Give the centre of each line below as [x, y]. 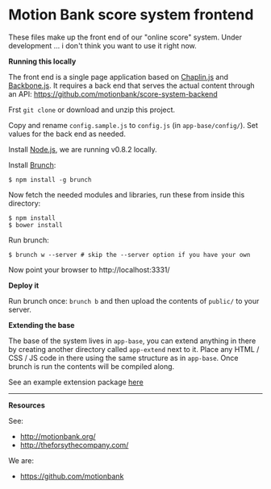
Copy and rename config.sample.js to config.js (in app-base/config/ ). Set [133, 125]
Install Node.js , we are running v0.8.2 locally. [83, 149]
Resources [27, 405]
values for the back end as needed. [67, 134]
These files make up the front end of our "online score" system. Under [125, 37]
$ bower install [35, 225]
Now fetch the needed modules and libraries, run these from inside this [127, 194]
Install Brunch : [32, 165]
